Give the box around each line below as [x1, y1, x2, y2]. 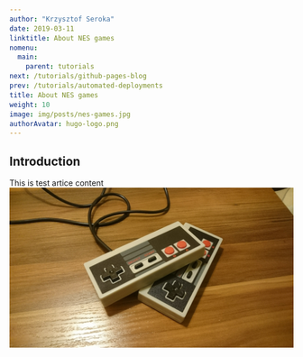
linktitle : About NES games [9, 33, 115, 42]
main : [17, 52, 39, 62]
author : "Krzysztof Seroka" [9, 14, 115, 23]
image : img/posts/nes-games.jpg [9, 109, 131, 119]
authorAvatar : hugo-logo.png [9, 119, 119, 128]
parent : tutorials [25, 62, 95, 71]
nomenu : [9, 43, 39, 52]
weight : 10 [9, 100, 50, 109]
